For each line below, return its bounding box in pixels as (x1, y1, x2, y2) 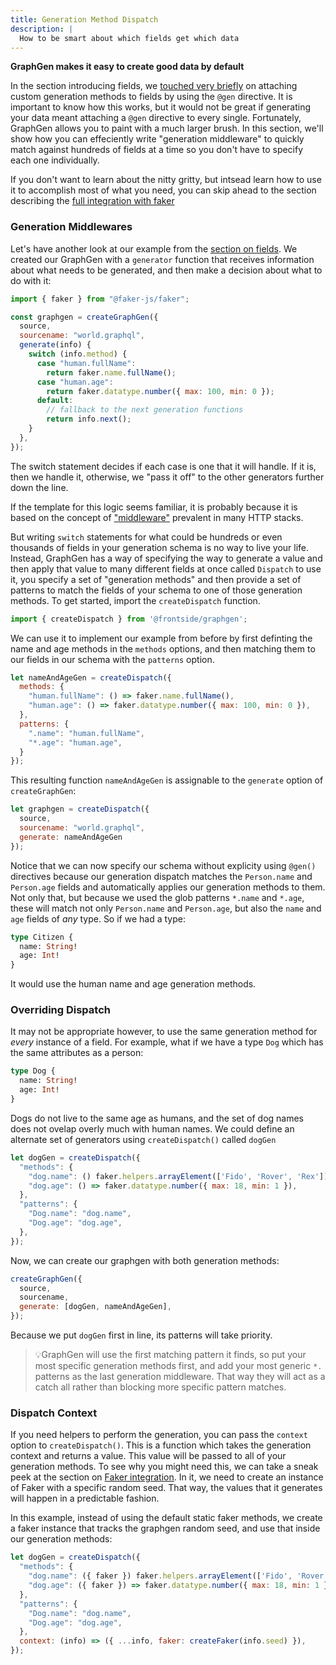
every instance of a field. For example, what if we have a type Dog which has (10, 1036, 324, 1048)
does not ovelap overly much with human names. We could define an (10, 1122, 295, 1135)
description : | (10, 24, 74, 34)
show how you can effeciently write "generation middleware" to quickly (10, 133, 305, 145)
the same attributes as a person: (10, 1047, 144, 1059)
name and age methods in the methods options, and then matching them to (10, 642, 316, 655)
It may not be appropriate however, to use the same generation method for (10, 1026, 318, 1038)
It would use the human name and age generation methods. (10, 978, 257, 990)
